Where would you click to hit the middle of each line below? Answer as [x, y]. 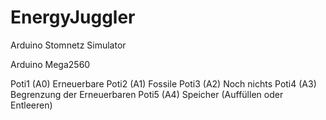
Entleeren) [31, 105]
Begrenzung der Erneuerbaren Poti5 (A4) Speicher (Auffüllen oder [147, 94]
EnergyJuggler [73, 17]
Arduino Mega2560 [50, 64]
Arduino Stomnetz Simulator [68, 45]
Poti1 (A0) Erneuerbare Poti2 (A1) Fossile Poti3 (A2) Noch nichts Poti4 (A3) [163, 83]
